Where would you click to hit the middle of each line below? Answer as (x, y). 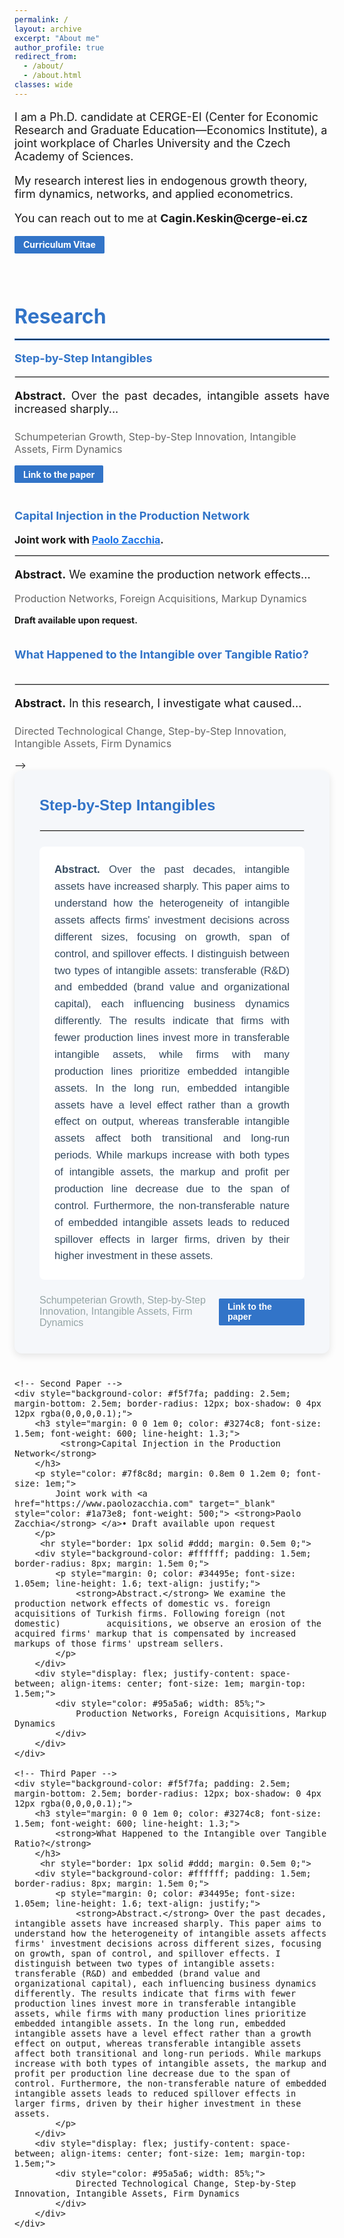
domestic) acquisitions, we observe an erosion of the (168, 1624)
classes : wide (44, 85)
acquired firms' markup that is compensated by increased (155, 1634)
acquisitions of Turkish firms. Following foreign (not (150, 1614)
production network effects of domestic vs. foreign (142, 1604)
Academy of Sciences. (74, 156)
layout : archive (48, 29)
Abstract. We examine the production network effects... (162, 574)
